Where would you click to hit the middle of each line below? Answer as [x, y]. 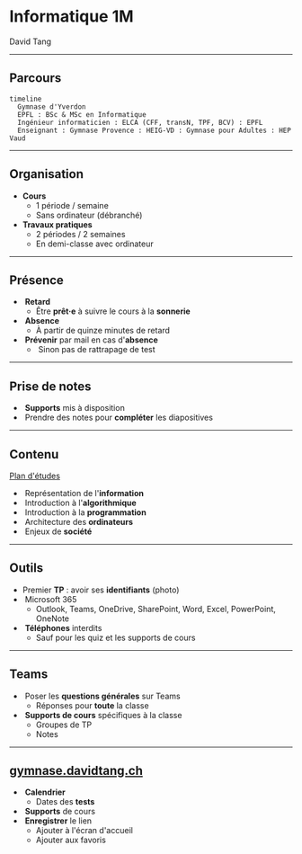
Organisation [46, 174]
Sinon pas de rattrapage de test [97, 350]
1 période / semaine [72, 205]
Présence [37, 280]
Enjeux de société [58, 531]
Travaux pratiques [57, 224]
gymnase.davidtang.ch [76, 771]
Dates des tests [65, 802]
